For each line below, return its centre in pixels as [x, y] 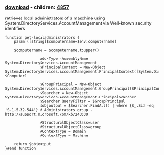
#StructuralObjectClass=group [71, 127]
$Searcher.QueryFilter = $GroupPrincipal [82, 101]
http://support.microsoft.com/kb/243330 [47, 114]
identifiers [15, 28]
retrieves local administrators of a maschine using [55, 18]
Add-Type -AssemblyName [64, 58]
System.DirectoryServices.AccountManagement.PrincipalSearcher [71, 97]
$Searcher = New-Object [64, 93]
